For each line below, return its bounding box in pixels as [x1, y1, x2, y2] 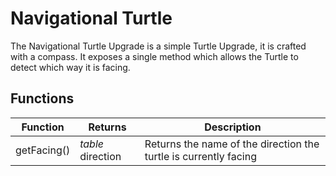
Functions [10, 90, 75, 107]
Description [204, 120, 262, 134]
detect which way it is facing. [10, 61, 131, 73]
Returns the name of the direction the [144, 137, 320, 151]
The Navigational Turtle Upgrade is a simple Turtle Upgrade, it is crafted [10, 40, 307, 52]
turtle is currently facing [144, 149, 257, 163]
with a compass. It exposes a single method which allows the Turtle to [10, 50, 299, 62]
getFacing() [15, 143, 71, 157]
